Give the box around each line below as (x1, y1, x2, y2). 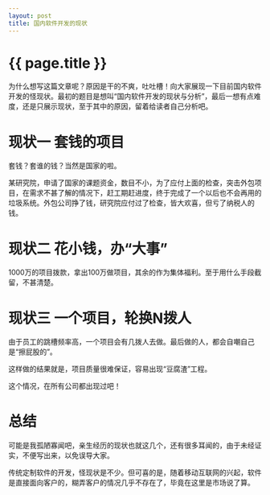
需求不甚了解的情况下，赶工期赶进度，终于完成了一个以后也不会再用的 (29, 188, 262, 198)
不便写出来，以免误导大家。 (22, 451, 114, 460)
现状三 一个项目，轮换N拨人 (8, 309, 191, 327)
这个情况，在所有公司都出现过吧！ (8, 382, 121, 391)
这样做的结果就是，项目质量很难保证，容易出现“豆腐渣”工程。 (8, 364, 212, 374)
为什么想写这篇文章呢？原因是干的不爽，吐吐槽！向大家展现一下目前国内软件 (8, 81, 262, 91)
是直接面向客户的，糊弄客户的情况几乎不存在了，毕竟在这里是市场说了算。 (8, 478, 255, 488)
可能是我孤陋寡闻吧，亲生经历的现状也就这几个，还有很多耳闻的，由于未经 (8, 440, 255, 451)
